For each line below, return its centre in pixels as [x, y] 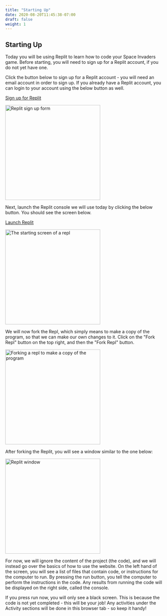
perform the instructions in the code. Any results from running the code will [84, 583]
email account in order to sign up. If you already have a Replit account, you [83, 83]
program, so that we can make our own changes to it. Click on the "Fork [80, 337]
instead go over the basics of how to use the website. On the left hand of [81, 566]
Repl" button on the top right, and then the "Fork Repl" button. [70, 342]
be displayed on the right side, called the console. [57, 588]
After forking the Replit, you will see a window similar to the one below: [79, 452]
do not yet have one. [27, 68]
